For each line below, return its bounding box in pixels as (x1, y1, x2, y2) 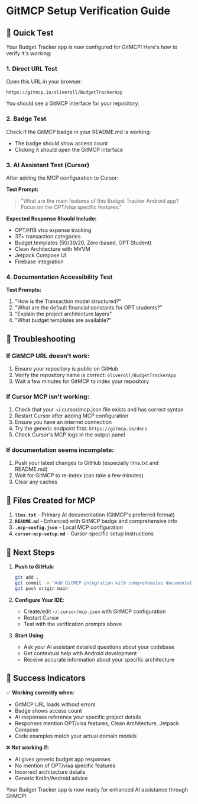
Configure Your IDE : (14, 596, 65, 603)
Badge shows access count (14, 707, 82, 714)
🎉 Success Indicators (6, 673, 86, 683)
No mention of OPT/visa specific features (14, 762, 116, 769)
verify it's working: (6, 50, 52, 57)
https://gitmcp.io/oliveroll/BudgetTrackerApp (6, 90, 123, 95)
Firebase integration (14, 258, 64, 265)
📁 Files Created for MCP (6, 495, 96, 505)
